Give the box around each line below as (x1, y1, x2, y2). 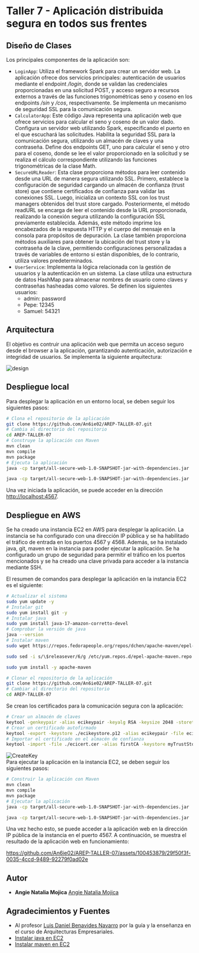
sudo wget (6, 643, 31, 649)
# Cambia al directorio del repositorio (6, 427, 108, 433)
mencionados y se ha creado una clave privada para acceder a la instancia (6, 557, 189, 565)
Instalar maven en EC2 (14, 941, 70, 948)
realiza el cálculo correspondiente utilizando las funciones (14, 156, 157, 163)
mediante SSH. (6, 564, 43, 571)
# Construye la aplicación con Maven (6, 438, 99, 444)
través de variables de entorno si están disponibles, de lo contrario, (14, 251, 179, 258)
